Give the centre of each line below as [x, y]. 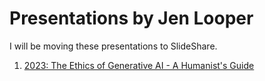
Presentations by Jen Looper [131, 18]
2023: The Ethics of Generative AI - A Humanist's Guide [139, 65]
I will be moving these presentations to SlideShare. [113, 46]
